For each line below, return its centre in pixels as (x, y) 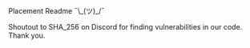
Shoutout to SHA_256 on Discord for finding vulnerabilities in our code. (125, 27)
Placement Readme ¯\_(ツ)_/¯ (56, 11)
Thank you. (27, 35)
